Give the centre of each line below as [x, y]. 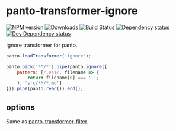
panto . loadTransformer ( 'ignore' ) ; [49, 56]
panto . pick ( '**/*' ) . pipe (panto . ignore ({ [57, 66]
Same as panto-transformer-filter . [47, 122]
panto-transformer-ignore [72, 11]
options [21, 107]
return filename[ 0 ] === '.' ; [63, 78]
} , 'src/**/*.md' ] [39, 83]
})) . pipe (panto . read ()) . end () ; [45, 89]
